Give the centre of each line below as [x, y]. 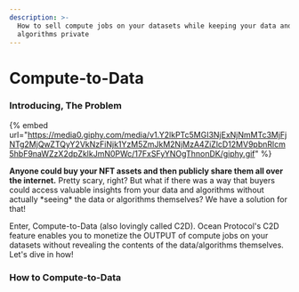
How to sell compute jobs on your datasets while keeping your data [147, 26]
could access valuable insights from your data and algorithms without [137, 190]
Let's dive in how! [41, 254]
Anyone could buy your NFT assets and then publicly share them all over [146, 171]
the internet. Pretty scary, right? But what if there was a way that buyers [142, 180]
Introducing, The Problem [66, 106]
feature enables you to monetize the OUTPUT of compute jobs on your [139, 235]
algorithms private [53, 34]
